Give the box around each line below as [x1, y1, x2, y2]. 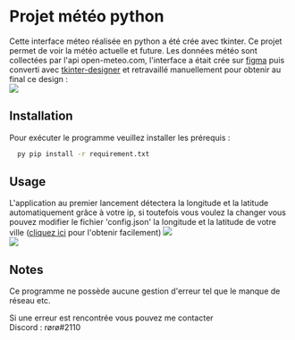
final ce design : [9, 73, 69, 84]
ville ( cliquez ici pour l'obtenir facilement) [9, 228, 162, 238]
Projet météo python [9, 6, 164, 27]
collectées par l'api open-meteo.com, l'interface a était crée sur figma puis [9, 54, 285, 65]
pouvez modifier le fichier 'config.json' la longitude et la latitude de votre [9, 217, 277, 228]
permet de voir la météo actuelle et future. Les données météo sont [9, 45, 257, 55]
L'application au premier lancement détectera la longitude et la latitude [9, 198, 269, 209]
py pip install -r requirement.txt [17, 149, 150, 158]
